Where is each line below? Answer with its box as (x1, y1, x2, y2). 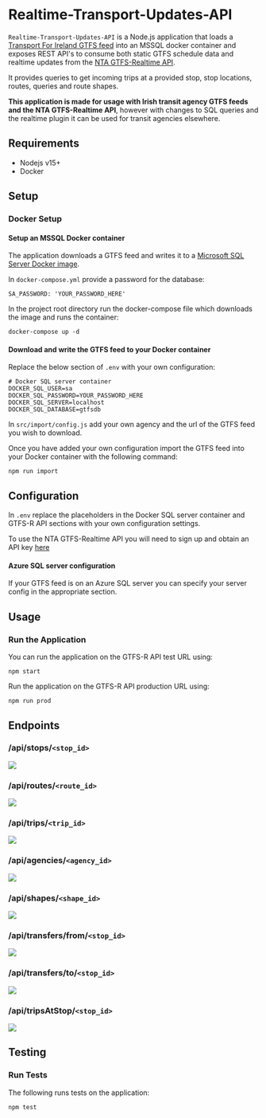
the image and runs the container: (8, 312, 119, 322)
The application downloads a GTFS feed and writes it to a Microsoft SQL (8, 251, 245, 261)
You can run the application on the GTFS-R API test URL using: (8, 652, 213, 662)
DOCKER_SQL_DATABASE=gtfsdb (8, 406, 102, 414)
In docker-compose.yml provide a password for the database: (8, 275, 205, 284)
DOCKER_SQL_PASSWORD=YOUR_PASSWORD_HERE (8, 392, 145, 400)
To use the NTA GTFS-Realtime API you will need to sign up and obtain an (8, 534, 249, 543)
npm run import (8, 468, 59, 476)
